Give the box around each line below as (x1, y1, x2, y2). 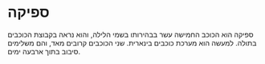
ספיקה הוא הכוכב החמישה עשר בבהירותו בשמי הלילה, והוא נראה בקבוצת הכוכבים (7, 30, 254, 39)
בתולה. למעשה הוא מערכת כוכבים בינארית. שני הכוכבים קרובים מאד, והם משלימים (7, 38, 257, 47)
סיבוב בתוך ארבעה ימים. (7, 46, 81, 56)
